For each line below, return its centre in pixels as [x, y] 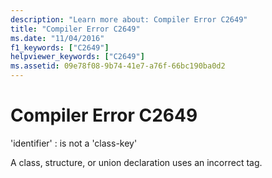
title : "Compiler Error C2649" [75, 29]
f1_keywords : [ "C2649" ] [60, 47]
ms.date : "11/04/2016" [57, 38]
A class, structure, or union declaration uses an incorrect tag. [136, 162]
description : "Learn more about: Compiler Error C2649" [129, 19]
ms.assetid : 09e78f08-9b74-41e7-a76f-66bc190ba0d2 [118, 66]
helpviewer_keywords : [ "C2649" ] [77, 57]
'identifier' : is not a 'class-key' [74, 143]
